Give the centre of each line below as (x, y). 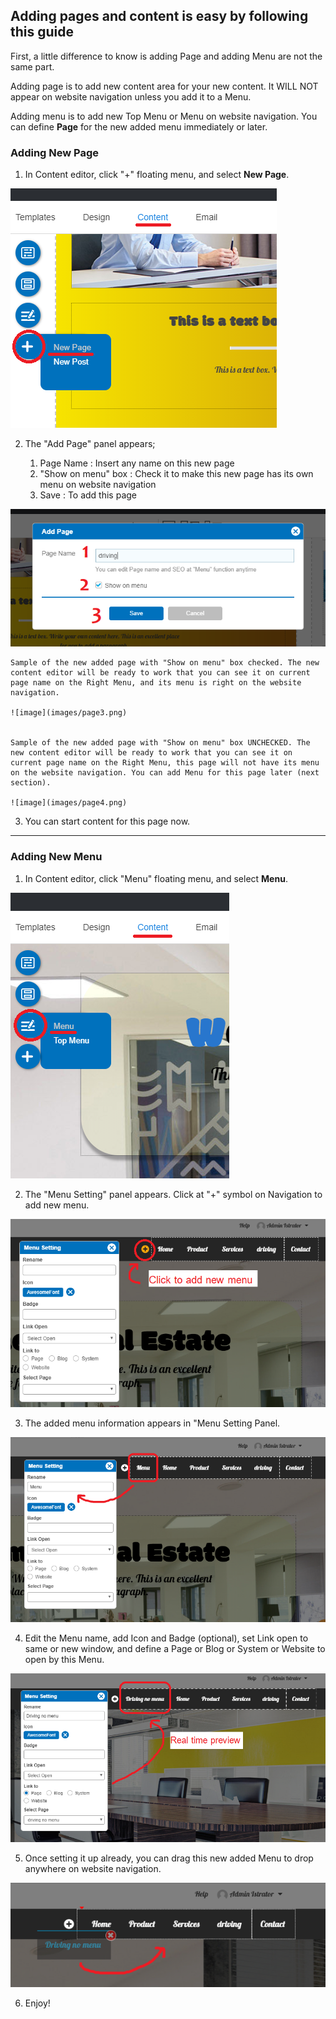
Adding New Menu (56, 857)
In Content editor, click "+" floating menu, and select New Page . (157, 175)
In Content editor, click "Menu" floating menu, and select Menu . (156, 878)
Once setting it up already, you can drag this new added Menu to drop (169, 1858)
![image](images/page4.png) (69, 803)
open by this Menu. (64, 1660)
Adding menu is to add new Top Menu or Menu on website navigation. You (164, 116)
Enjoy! (37, 2003)
